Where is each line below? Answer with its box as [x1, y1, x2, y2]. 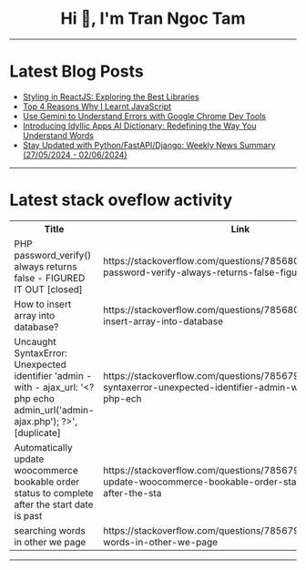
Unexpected [14, 358, 66, 371]
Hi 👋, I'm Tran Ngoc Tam [60, 8, 246, 29]
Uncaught [14, 335, 56, 348]
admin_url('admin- [14, 403, 95, 416]
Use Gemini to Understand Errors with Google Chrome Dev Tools [22, 110, 267, 121]
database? [14, 321, 59, 333]
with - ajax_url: [14, 381, 79, 393]
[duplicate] [14, 426, 61, 439]
